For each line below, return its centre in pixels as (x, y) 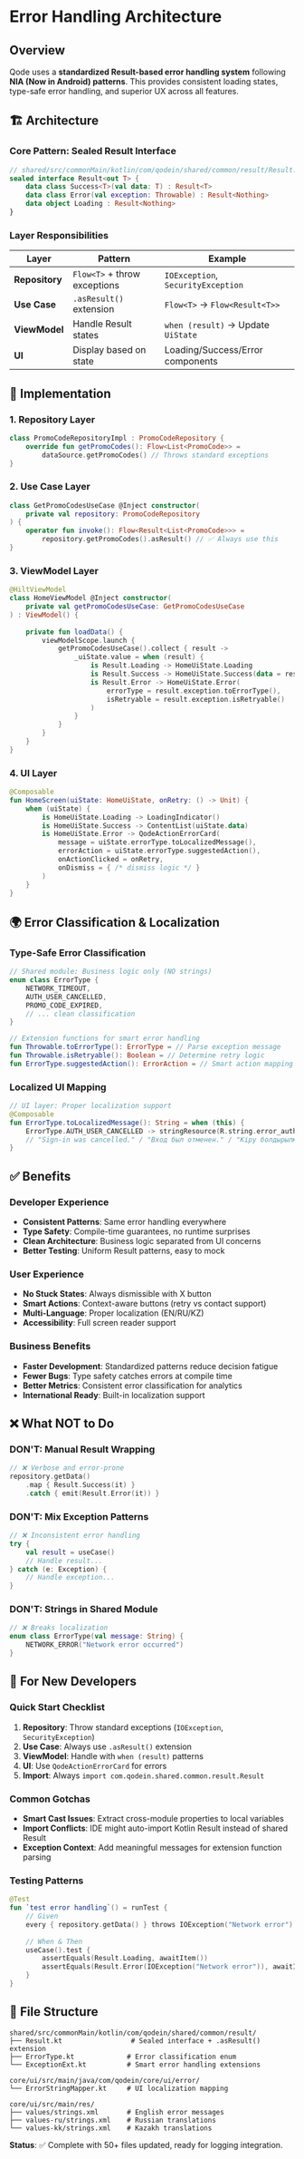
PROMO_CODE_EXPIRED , (64, 1005)
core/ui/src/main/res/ (52, 2104)
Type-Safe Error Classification (78, 952)
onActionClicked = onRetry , (111, 860)
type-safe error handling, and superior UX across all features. (124, 91)
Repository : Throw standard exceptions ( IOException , (123, 1727)
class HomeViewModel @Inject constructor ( (90, 598)
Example (227, 258)
